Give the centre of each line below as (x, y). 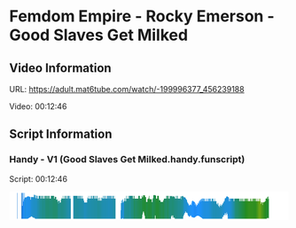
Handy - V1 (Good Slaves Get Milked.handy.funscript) (127, 160)
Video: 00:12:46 (38, 106)
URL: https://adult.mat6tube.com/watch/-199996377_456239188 (127, 89)
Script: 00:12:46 (39, 178)
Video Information (61, 68)
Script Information (61, 134)
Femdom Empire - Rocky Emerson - (142, 16)
